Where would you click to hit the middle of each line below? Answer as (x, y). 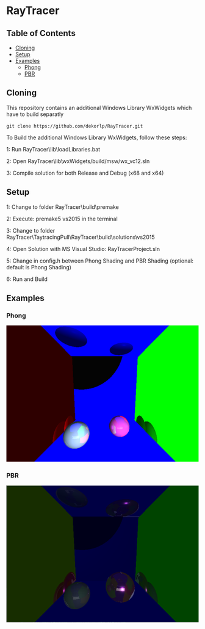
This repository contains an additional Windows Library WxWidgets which (99, 107)
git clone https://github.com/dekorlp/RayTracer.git (75, 126)
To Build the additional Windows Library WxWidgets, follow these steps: (97, 137)
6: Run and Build (27, 279)
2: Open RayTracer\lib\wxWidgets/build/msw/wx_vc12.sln (78, 161)
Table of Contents (41, 33)
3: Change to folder (31, 230)
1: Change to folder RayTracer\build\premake (63, 207)
